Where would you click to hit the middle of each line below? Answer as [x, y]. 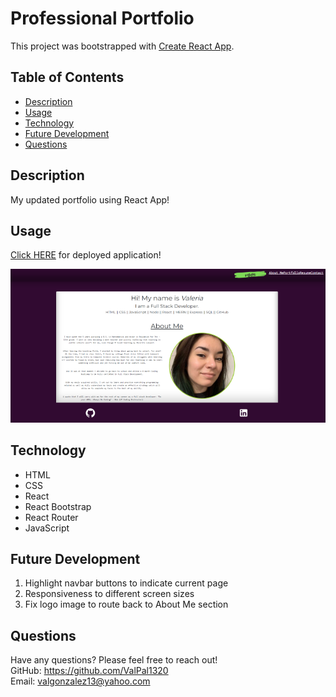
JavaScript [47, 528]
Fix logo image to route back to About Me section [126, 604]
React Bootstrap [58, 506]
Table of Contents [67, 77]
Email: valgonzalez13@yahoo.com [80, 681]
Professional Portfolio [102, 18]
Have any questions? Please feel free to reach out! [114, 660]
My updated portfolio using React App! [90, 199]
